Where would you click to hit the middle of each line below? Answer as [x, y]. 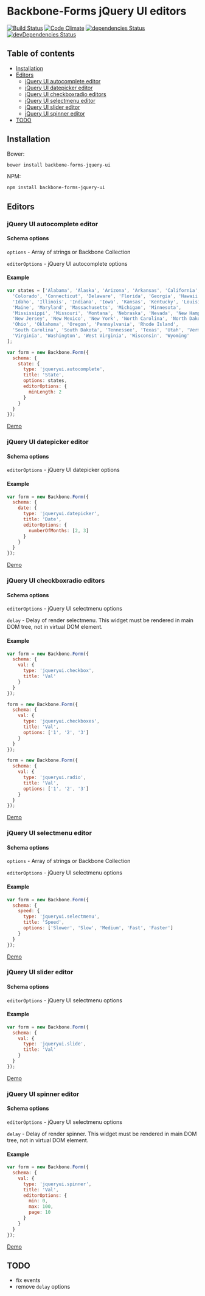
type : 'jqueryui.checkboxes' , [61, 721]
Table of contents [41, 54]
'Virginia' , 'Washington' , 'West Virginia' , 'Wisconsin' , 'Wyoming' [101, 336]
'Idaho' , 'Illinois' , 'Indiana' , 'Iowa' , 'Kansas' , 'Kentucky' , [96, 302]
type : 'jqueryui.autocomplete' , [64, 369]
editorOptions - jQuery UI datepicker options [64, 470]
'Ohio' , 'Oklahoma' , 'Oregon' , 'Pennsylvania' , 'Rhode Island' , [96, 324]
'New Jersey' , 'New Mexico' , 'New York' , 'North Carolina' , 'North [100, 319]
